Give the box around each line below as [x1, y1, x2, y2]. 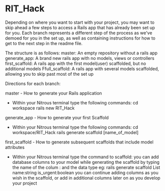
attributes [5, 144, 25, 150]
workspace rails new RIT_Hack [12, 105, 75, 111]
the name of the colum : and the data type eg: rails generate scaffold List [12, 164, 161, 170]
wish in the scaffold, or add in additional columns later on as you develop [12, 175, 161, 181]
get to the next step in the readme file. [5, 40, 83, 46]
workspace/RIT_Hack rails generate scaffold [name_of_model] [12, 129, 139, 135]
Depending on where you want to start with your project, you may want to [5, 19, 155, 25]
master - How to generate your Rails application [5, 90, 102, 96]
